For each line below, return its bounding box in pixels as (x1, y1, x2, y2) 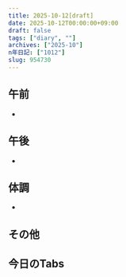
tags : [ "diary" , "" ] (8, 33, 77, 42)
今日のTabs (8, 257, 65, 271)
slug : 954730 (8, 57, 52, 64)
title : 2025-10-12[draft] (8, 11, 94, 20)
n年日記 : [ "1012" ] (8, 49, 66, 57)
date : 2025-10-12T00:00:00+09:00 (8, 19, 119, 27)
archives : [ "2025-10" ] (8, 41, 83, 49)
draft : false (8, 26, 52, 34)
